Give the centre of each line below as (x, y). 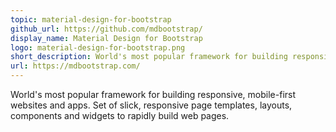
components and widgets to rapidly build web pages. (120, 115)
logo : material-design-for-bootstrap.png (98, 47)
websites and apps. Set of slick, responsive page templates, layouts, (151, 105)
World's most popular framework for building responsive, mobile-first (153, 94)
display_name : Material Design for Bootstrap (106, 38)
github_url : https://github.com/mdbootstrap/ (106, 29)
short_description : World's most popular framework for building (149, 57)
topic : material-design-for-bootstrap (91, 19)
